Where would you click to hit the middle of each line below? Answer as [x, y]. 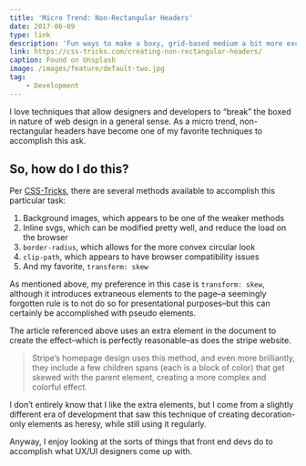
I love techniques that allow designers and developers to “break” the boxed [150, 111]
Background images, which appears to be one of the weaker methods [153, 218]
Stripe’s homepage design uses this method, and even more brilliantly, [163, 358]
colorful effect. [60, 387]
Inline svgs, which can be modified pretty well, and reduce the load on [154, 228]
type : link [30, 35]
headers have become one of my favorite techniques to [158, 131]
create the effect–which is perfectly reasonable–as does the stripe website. [150, 340]
